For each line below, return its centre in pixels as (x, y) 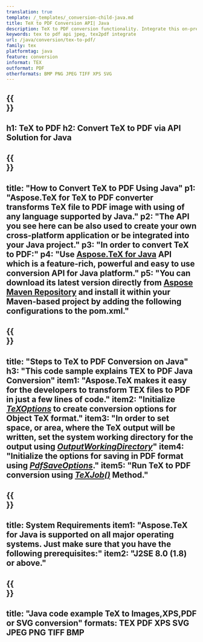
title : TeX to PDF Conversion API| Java (58, 23)
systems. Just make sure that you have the (89, 544)
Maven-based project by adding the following (94, 301)
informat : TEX (24, 62)
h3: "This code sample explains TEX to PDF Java (100, 371)
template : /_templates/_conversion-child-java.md (70, 18)
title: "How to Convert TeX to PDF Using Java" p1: (101, 188)
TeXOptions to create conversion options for (92, 409)
